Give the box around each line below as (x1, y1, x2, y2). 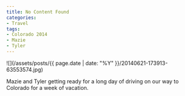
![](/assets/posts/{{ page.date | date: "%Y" (6, 59, 114, 67)
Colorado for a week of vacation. (6, 84, 89, 91)
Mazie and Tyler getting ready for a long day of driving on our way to (6, 77, 179, 85)
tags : (6, 26, 20, 32)
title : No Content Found (6, 9, 69, 15)
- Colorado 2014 (6, 32, 47, 38)
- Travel (6, 20, 29, 26)
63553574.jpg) (6, 66, 44, 73)
